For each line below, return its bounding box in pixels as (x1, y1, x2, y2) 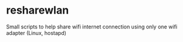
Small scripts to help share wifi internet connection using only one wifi (6, 23, 178, 30)
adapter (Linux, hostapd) (6, 29, 67, 36)
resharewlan (6, 4, 69, 17)
